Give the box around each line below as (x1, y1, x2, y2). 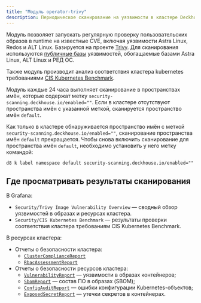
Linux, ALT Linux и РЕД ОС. (6, 56, 75, 63)
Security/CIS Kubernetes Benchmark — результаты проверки (14, 216, 167, 223)
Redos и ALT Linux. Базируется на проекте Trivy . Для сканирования (6, 43, 179, 51)
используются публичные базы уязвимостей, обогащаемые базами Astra (6, 50, 195, 57)
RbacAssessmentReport (23, 260, 78, 266)
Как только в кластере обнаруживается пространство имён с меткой (6, 123, 185, 130)
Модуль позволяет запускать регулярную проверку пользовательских (6, 31, 187, 38)
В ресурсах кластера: (6, 234, 62, 241)
